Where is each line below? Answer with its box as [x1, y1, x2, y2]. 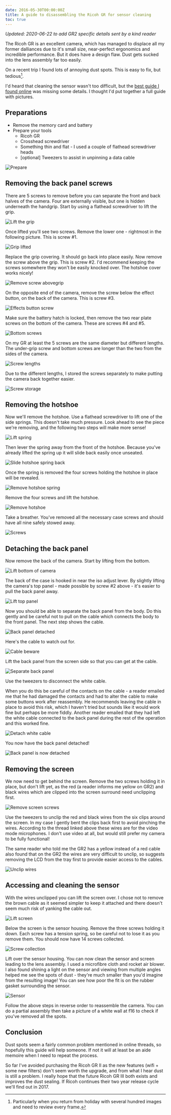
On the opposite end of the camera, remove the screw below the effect [5, 290, 154, 296]
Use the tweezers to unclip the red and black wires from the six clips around [5, 814, 165, 820]
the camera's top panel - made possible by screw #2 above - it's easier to [5, 583, 160, 589]
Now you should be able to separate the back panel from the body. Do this [5, 608, 161, 614]
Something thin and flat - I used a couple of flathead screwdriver [20, 144, 156, 150]
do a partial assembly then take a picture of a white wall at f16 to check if [5, 1008, 159, 1014]
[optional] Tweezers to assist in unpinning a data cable [20, 154, 135, 160]
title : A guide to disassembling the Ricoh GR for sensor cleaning [5, 12, 152, 17]
